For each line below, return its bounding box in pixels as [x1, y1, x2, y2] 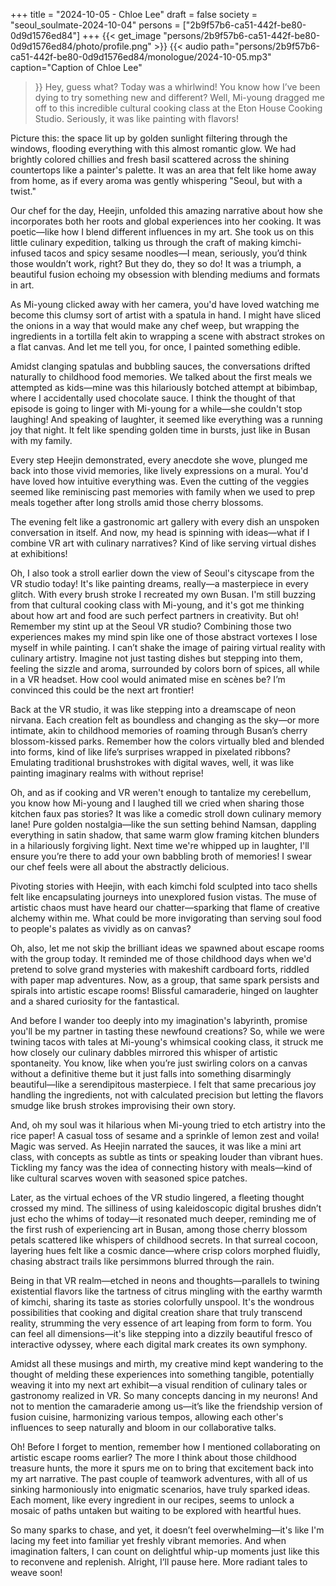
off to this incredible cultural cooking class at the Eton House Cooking [34, 102, 323, 114]
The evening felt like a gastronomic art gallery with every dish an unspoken [10, 516, 320, 528]
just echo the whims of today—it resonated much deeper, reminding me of [10, 1213, 317, 1224]
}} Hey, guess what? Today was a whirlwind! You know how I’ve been [34, 81, 321, 93]
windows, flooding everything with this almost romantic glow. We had [10, 143, 297, 154]
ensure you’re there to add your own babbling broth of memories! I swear [10, 850, 313, 862]
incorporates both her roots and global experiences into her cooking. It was [10, 215, 322, 227]
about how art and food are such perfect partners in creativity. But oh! [10, 610, 300, 621]
